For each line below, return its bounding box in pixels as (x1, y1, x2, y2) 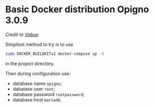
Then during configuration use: (5, 70, 71, 76)
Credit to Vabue (5, 31, 39, 37)
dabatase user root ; (12, 85, 55, 92)
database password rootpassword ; (12, 91, 85, 97)
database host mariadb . (12, 96, 62, 103)
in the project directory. (5, 60, 55, 67)
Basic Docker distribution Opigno (5, 4, 149, 15)
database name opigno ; (12, 80, 62, 87)
